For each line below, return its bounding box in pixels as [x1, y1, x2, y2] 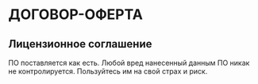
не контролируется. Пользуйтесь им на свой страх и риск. [8, 67, 208, 76]
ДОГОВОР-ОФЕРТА [8, 6, 143, 24]
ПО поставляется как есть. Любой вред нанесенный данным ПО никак [8, 58, 250, 67]
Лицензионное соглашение [8, 37, 152, 51]
